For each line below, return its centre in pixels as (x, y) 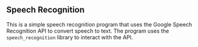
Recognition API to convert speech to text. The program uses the (88, 31)
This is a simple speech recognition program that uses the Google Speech (99, 24)
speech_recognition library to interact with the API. (70, 37)
